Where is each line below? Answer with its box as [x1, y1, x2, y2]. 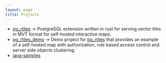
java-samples [12, 52, 41, 58]
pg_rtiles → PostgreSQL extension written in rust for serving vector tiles [12, 25, 161, 31]
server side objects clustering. [12, 47, 75, 53]
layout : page [5, 7, 33, 12]
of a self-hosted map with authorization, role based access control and [12, 41, 160, 47]
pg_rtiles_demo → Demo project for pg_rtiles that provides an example [12, 36, 159, 42]
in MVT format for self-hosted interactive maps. [12, 31, 112, 37]
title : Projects [5, 12, 39, 17]
